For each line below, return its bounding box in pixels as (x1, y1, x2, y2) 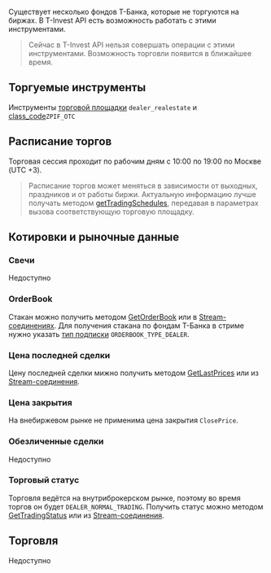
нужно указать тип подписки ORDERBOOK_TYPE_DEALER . (8, 329, 190, 339)
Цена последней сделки (8, 349, 111, 361)
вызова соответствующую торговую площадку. (28, 207, 195, 217)
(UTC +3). (8, 164, 42, 174)
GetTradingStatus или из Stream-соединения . (8, 510, 164, 520)
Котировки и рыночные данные (8, 230, 180, 244)
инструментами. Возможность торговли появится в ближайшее (28, 49, 252, 58)
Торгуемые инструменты (8, 81, 146, 94)
